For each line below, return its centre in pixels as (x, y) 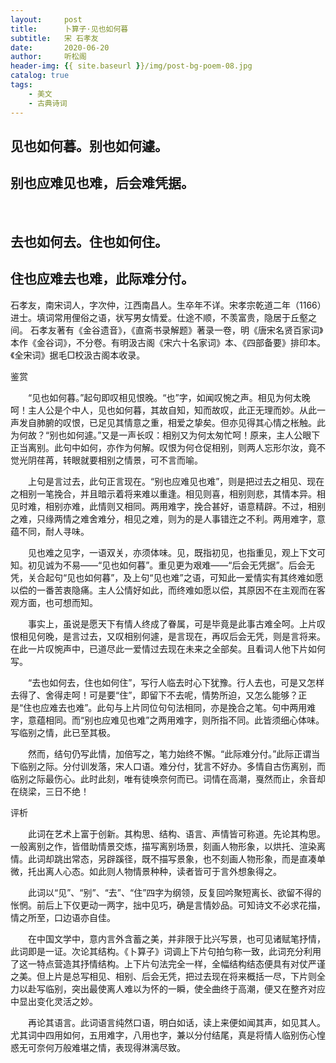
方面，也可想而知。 (58, 602)
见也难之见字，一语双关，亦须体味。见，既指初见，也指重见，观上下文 (172, 552)
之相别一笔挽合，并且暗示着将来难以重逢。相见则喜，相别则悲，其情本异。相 (168, 493)
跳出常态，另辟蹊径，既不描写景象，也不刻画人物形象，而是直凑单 (189, 858)
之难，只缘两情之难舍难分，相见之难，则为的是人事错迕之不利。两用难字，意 (168, 518)
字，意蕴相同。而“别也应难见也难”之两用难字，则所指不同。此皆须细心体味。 (167, 720)
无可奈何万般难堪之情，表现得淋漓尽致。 (102, 1047)
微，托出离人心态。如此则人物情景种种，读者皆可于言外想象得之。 (146, 871)
